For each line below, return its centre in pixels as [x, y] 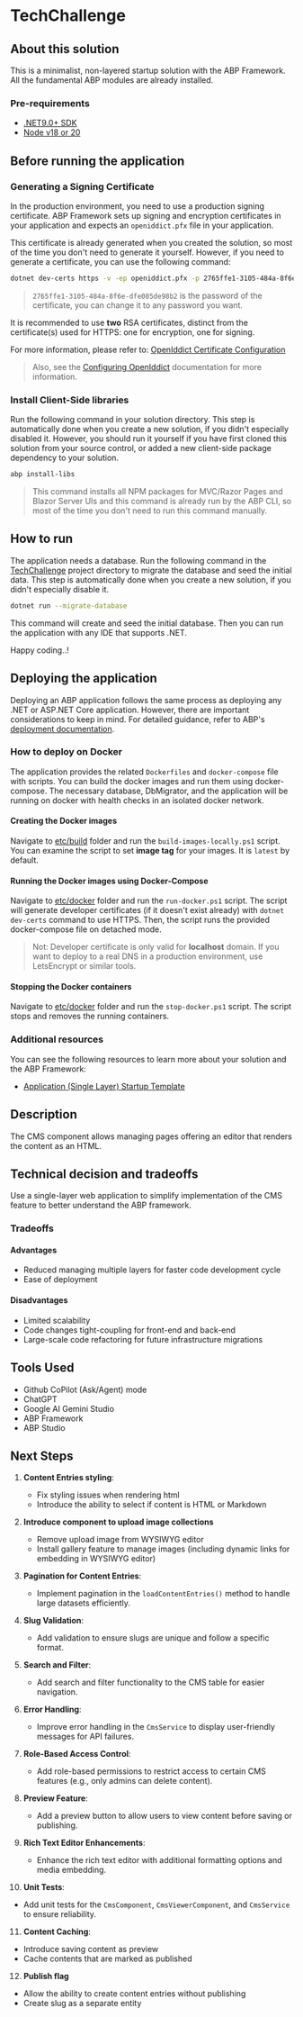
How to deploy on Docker [66, 752]
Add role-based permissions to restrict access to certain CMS [151, 1771]
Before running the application [98, 161]
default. [25, 860]
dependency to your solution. [65, 458]
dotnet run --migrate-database [69, 606]
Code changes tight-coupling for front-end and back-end [129, 1330]
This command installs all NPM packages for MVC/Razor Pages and [157, 492]
